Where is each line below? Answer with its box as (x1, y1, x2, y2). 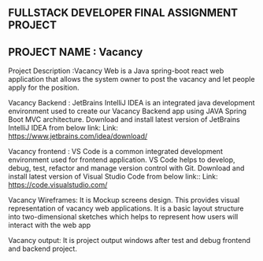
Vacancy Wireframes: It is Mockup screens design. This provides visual (8, 196, 240, 205)
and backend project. (8, 244, 77, 254)
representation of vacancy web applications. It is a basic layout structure (8, 204, 244, 213)
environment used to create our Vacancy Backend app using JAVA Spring (8, 106, 246, 116)
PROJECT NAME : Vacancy (8, 45, 143, 58)
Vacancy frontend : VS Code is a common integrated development (8, 147, 223, 156)
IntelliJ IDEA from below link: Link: (8, 123, 119, 133)
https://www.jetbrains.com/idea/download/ (8, 131, 148, 141)
